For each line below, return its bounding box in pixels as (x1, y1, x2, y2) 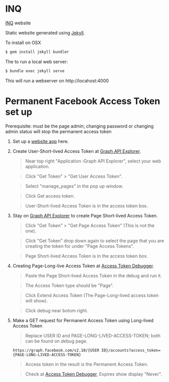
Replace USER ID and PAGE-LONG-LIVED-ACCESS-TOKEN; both (25, 332, 161, 338)
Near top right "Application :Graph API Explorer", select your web (25, 158, 161, 164)
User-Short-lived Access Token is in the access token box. (25, 203, 148, 209)
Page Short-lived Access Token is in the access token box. (25, 252, 148, 259)
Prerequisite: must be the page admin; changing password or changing (5, 123, 154, 129)
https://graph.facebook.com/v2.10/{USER (12, 347, 99, 353)
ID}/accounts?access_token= (101, 347, 161, 353)
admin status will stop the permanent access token (5, 128, 112, 135)
